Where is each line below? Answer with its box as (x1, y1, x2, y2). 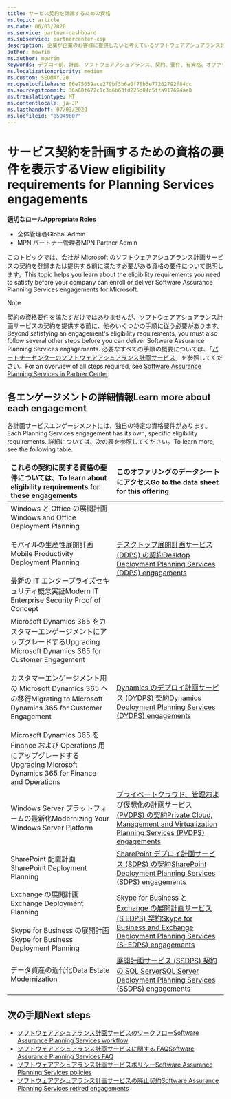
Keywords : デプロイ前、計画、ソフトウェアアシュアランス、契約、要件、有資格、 (7, 61, 207, 68)
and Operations (10, 777, 60, 787)
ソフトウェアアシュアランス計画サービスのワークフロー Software (16, 1029, 199, 1037)
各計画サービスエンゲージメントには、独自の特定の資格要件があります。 (7, 422, 212, 430)
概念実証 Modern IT (37, 586, 99, 596)
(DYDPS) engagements (116, 711, 191, 721)
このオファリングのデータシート (116, 467, 220, 477)
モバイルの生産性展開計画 (10, 540, 94, 550)
